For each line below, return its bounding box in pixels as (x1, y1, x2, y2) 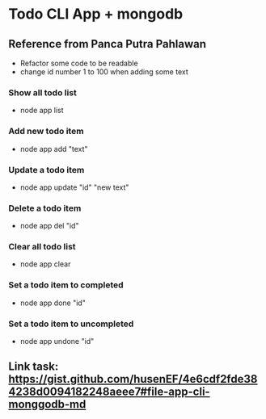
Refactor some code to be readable (19, 58, 139, 68)
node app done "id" (19, 298, 87, 308)
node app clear (19, 259, 71, 269)
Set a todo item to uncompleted (8, 318, 134, 329)
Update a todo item (8, 164, 85, 175)
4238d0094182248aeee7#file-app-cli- (8, 385, 210, 399)
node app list (19, 106, 64, 115)
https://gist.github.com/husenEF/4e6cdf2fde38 (8, 372, 258, 386)
